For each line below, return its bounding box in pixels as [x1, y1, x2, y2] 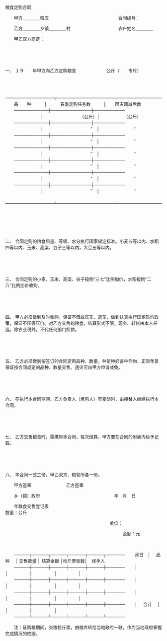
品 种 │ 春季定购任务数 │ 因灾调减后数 [13, 101, 142, 107]
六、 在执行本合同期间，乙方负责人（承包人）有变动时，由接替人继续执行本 [5, 396, 159, 402]
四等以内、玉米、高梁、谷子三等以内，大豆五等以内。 [5, 245, 114, 250]
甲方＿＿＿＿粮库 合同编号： [13, 15, 140, 21]
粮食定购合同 [5, 4, 31, 10]
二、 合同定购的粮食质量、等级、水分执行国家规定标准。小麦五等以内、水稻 [5, 238, 159, 244]
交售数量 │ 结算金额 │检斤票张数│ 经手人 [19, 558, 105, 564]
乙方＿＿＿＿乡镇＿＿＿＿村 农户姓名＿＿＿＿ [13, 25, 153, 31]
